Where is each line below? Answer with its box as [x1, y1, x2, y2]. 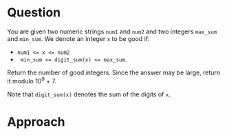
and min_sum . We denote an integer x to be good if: [7, 34, 150, 42]
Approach [7, 114, 65, 129]
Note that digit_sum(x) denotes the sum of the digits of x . [7, 90, 171, 98]
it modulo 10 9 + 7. [7, 75, 57, 85]
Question [7, 5, 61, 21]
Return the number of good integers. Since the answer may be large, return [7, 68, 221, 77]
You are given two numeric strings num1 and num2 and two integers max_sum [7, 27, 217, 36]
